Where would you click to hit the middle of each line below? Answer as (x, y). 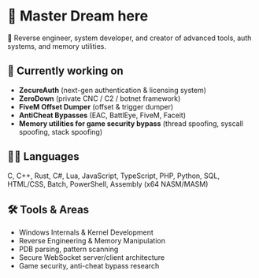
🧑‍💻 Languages (43, 157)
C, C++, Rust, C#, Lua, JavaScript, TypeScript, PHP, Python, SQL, (113, 176)
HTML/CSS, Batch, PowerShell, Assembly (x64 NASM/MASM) (108, 183)
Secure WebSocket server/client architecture (92, 258)
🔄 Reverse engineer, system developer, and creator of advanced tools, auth (129, 38)
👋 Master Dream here (78, 16)
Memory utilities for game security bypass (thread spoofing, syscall (131, 123)
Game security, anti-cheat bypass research (89, 266)
